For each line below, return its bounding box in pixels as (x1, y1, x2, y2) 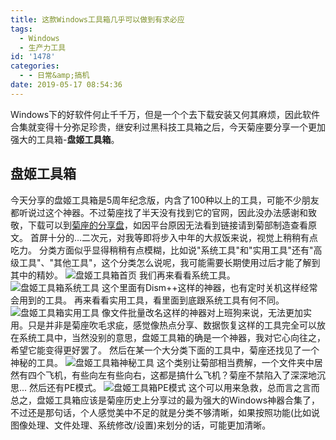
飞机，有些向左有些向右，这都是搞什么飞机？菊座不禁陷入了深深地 (44, 369, 317, 381)
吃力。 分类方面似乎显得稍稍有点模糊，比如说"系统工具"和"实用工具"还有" (10, 244, 314, 256)
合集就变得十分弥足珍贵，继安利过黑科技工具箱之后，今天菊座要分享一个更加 (10, 121, 326, 133)
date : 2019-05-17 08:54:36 (10, 80, 123, 90)
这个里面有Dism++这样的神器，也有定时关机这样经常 (101, 281, 318, 293)
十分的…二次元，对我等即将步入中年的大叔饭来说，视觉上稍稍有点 (47, 231, 319, 243)
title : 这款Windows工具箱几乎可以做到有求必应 (10, 14, 185, 25)
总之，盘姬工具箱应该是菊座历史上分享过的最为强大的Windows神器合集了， (10, 394, 321, 406)
